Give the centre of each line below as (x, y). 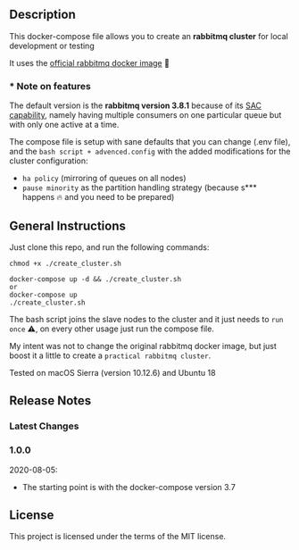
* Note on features (50, 86)
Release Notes (50, 401)
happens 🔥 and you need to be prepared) (98, 197)
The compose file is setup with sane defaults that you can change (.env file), (150, 142)
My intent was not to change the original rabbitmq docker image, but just (143, 346)
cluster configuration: (49, 161)
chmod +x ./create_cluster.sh (66, 263)
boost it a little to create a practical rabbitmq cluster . (110, 355)
